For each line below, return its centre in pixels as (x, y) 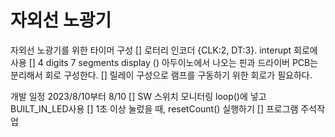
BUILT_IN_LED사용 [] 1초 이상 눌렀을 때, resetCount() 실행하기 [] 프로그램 (154, 108)
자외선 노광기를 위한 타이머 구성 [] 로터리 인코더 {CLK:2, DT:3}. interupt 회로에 (164, 50)
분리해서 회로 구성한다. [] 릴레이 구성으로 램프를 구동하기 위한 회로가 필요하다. (161, 75)
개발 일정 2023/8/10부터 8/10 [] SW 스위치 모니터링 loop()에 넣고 (138, 96)
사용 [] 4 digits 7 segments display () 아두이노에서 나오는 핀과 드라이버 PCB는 (164, 62)
